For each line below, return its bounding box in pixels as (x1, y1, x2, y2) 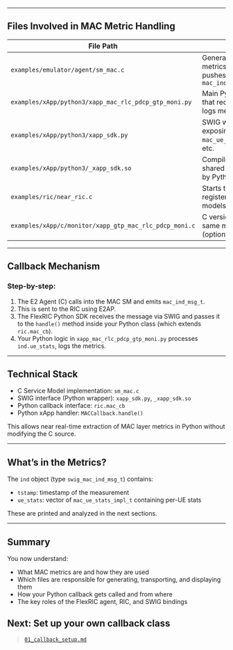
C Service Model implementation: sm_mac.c (17, 387, 139, 395)
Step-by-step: (7, 281, 56, 291)
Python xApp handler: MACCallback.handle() (17, 409, 144, 418)
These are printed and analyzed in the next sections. (7, 509, 157, 518)
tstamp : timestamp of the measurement (17, 489, 130, 497)
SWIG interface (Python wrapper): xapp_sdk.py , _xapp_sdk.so (17, 394, 191, 402)
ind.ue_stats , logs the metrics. (17, 342, 106, 350)
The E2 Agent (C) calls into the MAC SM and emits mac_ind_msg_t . (17, 297, 206, 306)
